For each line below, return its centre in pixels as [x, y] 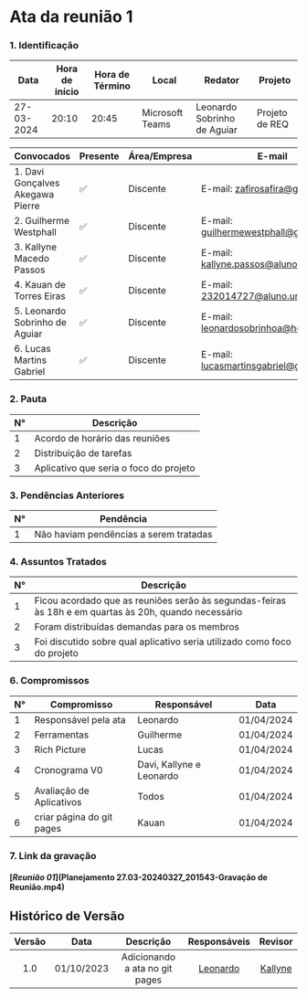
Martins [31, 360]
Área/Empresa [160, 156]
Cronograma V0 [69, 770]
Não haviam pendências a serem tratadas [123, 535]
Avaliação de [62, 791]
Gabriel [30, 372]
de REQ [273, 124]
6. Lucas [33, 349]
